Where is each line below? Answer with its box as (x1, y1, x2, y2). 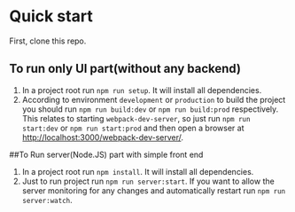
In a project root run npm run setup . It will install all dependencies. (21, 84, 262, 95)
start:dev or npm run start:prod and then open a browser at (21, 122, 245, 133)
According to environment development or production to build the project (21, 94, 286, 105)
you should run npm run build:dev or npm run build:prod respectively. (21, 104, 279, 114)
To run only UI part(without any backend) (9, 61, 242, 76)
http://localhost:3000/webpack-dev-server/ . (21, 131, 184, 143)
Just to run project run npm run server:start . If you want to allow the (21, 176, 275, 186)
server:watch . (21, 194, 73, 205)
